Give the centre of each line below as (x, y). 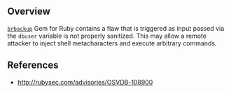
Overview (29, 12)
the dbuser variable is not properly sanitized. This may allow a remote (107, 36)
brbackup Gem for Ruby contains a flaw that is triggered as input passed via (116, 28)
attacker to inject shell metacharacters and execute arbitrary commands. (112, 43)
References (33, 65)
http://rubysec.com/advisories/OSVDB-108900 (85, 82)
